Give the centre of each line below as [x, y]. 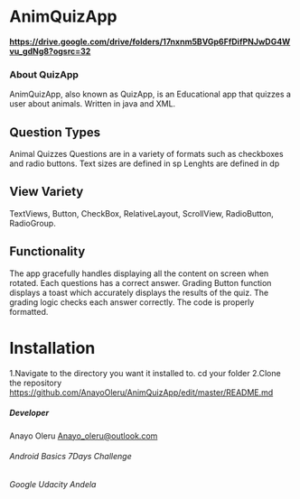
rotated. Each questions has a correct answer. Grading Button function [141, 282]
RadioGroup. [33, 223]
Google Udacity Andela [53, 484]
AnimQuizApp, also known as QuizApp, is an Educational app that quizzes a [150, 94]
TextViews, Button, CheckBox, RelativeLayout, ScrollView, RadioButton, [141, 213]
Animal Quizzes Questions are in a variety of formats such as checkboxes [146, 154]
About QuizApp [44, 74]
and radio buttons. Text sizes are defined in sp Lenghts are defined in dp [145, 163]
